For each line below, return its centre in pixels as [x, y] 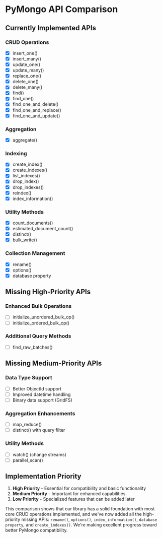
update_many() [28, 70]
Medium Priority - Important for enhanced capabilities [69, 494]
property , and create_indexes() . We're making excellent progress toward [81, 525]
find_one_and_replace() [37, 110]
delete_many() [27, 87]
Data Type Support [29, 378]
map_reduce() [27, 425]
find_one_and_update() [36, 116]
